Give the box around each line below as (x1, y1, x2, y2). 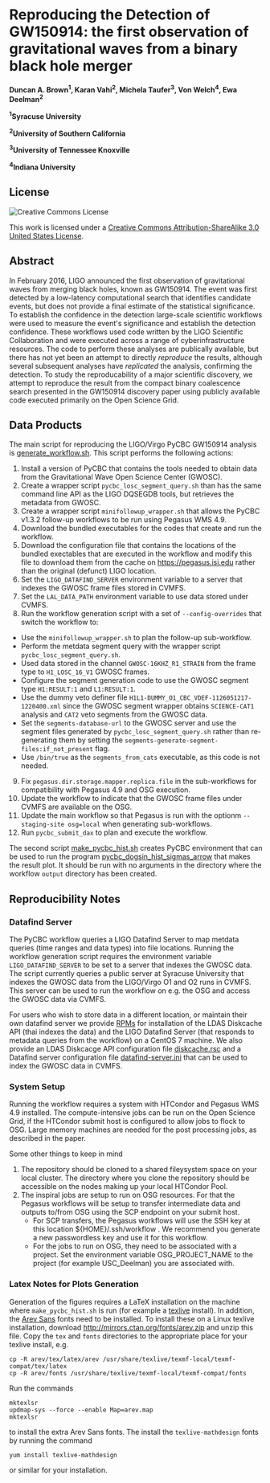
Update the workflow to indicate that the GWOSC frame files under (20, 794, 243, 803)
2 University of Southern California (9, 127, 126, 138)
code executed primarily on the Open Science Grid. (9, 395, 179, 405)
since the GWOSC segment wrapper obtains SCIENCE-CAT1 (62, 701, 255, 711)
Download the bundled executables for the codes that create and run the (20, 524, 262, 533)
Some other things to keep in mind (9, 1149, 123, 1158)
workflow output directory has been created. (9, 869, 157, 879)
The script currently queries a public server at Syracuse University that (9, 969, 244, 978)
